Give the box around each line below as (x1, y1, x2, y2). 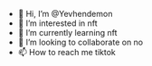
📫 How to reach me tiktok (17, 47, 116, 57)
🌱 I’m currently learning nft (17, 28, 118, 37)
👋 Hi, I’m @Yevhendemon (17, 9, 113, 19)
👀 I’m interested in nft (17, 18, 98, 29)
